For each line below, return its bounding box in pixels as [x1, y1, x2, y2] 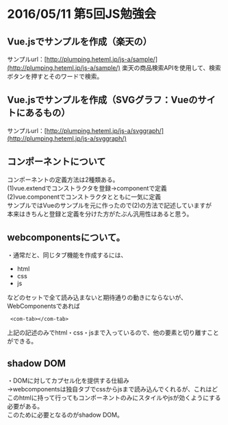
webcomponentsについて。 [7, 232, 125, 243]
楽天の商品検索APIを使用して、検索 [122, 64, 221, 72]
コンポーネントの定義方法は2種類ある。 [7, 175, 119, 184]
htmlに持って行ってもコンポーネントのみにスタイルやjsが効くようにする [18, 393, 221, 402]
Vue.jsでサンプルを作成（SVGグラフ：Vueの [7, 94, 198, 106]
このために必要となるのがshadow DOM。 [7, 411, 123, 419]
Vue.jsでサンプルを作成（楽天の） [7, 36, 153, 47]
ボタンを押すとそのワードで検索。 [7, 73, 103, 80]
